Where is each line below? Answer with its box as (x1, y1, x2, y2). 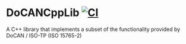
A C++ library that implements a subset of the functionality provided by (6, 26, 181, 33)
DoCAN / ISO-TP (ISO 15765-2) (6, 32, 82, 39)
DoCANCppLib (6, 6, 80, 20)
